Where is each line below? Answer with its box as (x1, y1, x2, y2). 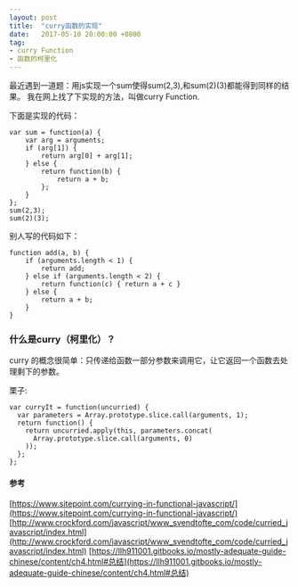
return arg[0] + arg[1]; (41, 152, 133, 161)
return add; (41, 264, 86, 273)
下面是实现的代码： (9, 111, 80, 120)
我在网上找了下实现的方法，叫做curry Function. (26, 91, 200, 102)
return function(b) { (41, 167, 122, 176)
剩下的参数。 (16, 367, 64, 377)
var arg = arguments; (25, 136, 105, 145)
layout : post (9, 12, 58, 22)
